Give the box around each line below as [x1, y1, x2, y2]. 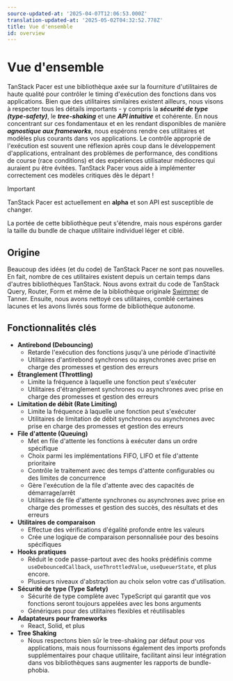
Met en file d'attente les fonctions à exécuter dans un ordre [27, 436, 198, 445]
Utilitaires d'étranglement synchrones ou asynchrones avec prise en [27, 385, 224, 393]
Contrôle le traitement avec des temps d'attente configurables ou [27, 466, 215, 474]
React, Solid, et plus [27, 621, 86, 630]
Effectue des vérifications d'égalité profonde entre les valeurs [27, 525, 205, 534]
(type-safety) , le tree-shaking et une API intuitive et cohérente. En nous [7, 112, 218, 120]
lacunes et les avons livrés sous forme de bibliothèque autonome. [7, 302, 196, 310]
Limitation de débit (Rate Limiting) [17, 399, 118, 408]
